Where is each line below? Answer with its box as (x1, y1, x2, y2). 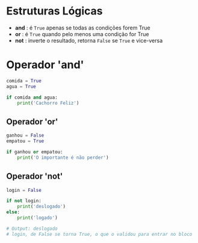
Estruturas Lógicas (6, 4, 104, 18)
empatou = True (6, 138, 45, 144)
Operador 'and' (6, 58, 84, 72)
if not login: (6, 198, 42, 204)
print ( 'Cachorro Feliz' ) (17, 100, 79, 106)
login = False (6, 187, 42, 193)
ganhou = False (6, 132, 45, 139)
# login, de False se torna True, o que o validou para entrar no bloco (6, 231, 193, 237)
